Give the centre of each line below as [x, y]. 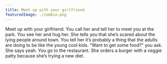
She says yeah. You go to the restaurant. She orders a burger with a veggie [83, 50]
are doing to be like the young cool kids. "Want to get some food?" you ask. [84, 45]
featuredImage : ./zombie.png [36, 15]
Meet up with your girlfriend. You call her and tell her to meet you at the [80, 29]
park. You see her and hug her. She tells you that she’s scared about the [80, 34]
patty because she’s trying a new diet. [45, 55]
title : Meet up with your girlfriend [45, 10]
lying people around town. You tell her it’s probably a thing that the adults [81, 40]
